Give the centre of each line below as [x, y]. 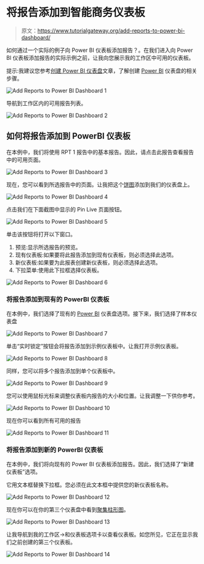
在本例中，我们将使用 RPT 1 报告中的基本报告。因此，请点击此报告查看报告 [100, 152]
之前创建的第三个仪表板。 [44, 542]
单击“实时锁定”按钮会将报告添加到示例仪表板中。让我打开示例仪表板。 [94, 346]
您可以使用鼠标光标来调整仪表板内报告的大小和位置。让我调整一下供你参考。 [102, 396]
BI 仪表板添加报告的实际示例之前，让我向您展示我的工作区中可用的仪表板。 [100, 57]
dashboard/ [36, 37]
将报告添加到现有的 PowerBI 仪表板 [58, 299]
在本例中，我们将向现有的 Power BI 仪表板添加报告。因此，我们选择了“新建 [100, 464]
